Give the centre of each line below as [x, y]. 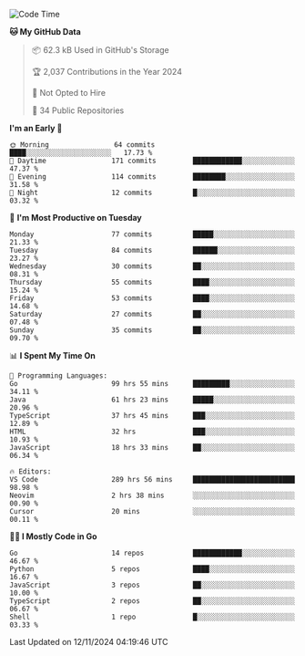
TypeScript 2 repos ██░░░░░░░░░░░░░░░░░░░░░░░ [152, 601]
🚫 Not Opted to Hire [69, 93]
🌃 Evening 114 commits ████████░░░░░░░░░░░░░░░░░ [152, 177]
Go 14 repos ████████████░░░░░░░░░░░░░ [152, 553]
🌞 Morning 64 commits [82, 145]
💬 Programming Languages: [58, 376]
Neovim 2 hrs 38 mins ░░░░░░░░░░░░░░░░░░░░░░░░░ [152, 495]
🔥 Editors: [30, 472]
